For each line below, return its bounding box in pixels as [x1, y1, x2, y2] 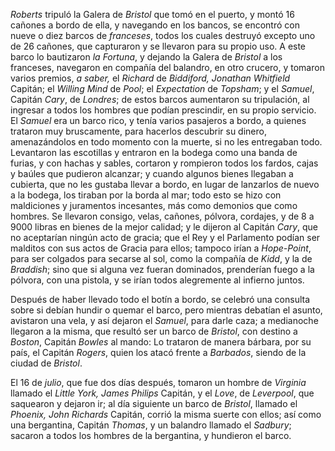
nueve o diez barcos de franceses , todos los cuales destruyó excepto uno [10, 30, 316, 41]
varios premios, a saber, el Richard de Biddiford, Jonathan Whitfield [10, 72, 291, 84]
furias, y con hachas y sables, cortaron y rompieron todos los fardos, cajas [10, 157, 319, 169]
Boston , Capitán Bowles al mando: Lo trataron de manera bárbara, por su [10, 336, 312, 348]
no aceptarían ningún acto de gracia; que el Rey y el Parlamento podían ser [10, 232, 321, 243]
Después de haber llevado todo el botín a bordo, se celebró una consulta [10, 294, 311, 305]
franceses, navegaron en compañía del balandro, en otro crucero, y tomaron [10, 62, 325, 73]
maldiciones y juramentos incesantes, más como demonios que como [10, 200, 298, 211]
